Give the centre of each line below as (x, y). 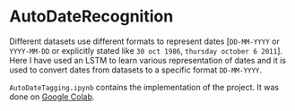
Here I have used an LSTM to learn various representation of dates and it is (148, 60)
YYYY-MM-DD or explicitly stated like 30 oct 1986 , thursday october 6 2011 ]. (146, 50)
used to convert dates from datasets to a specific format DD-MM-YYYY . (136, 70)
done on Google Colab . (52, 97)
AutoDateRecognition (91, 17)
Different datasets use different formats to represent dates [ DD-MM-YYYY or (144, 41)
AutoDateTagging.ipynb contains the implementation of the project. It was (144, 87)
